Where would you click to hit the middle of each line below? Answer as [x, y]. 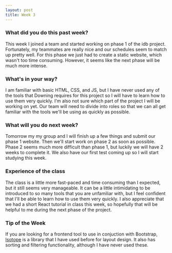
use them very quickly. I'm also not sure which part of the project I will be [83, 101]
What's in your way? [31, 79]
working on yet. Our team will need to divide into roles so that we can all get [85, 107]
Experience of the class [35, 171]
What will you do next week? [42, 125]
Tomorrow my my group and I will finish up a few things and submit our [80, 136]
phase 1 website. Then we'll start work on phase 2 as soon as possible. [80, 142]
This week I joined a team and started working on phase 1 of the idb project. [85, 44]
